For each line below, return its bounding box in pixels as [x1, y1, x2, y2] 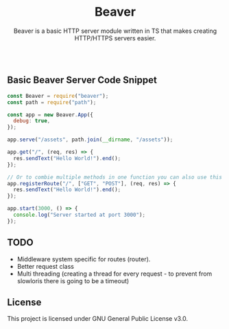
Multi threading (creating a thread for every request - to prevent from [16, 269, 213, 278]
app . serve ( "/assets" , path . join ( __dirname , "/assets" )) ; [7, 136, 173, 144]
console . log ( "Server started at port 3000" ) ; [13, 211, 146, 218]
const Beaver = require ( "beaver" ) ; [7, 92, 109, 99]
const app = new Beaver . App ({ [7, 111, 94, 118]
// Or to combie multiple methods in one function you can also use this [7, 174, 223, 181]
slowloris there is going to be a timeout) [16, 276, 130, 285]
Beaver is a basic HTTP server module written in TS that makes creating [13, 27, 217, 35]
